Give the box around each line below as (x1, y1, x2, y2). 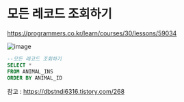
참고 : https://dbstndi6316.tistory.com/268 (7, 88, 125, 96)
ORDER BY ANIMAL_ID (7, 74, 63, 82)
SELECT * (7, 62, 32, 69)
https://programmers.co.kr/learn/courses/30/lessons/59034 (7, 29, 177, 37)
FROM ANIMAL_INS (7, 68, 53, 75)
